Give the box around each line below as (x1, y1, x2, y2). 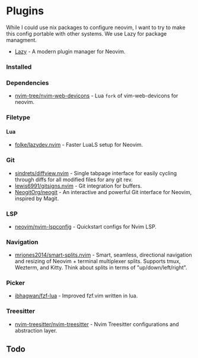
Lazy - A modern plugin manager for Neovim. (14, 47, 126, 55)
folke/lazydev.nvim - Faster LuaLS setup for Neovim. (14, 141, 143, 148)
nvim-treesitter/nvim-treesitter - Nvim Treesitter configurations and (14, 321, 179, 328)
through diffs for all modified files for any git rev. (14, 176, 133, 183)
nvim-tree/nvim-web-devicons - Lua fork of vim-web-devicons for (14, 92, 178, 99)
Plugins (6, 4, 44, 18)
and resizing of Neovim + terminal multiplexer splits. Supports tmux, (14, 258, 181, 265)
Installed (6, 62, 32, 71)
